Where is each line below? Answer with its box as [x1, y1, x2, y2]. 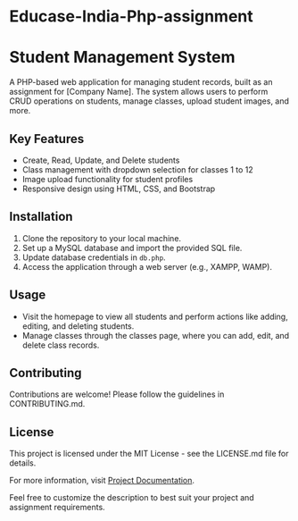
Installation [9, 209, 73, 224]
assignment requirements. [9, 502, 105, 513]
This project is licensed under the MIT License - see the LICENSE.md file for [9, 449, 289, 459]
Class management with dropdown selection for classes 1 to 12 [21, 164, 254, 175]
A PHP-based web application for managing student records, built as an [9, 77, 273, 88]
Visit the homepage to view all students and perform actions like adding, [21, 311, 288, 322]
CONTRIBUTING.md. [9, 399, 86, 409]
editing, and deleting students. [21, 320, 135, 332]
